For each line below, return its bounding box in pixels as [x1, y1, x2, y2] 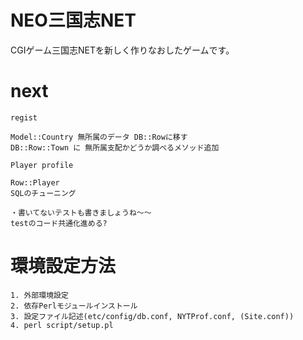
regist [10, 112, 38, 123]
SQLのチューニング [10, 188, 77, 198]
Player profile [10, 160, 74, 170]
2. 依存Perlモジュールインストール [10, 301, 138, 311]
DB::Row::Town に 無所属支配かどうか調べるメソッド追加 [10, 142, 220, 153]
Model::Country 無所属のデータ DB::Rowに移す [10, 132, 188, 142]
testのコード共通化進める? [10, 218, 108, 228]
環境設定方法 [10, 255, 117, 278]
